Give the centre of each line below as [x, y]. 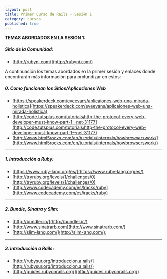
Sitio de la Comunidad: [29, 49]
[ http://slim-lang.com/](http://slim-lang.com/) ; [59, 232]
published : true [22, 24]
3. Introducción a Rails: [30, 248]
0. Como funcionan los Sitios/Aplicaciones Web [56, 88]
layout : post [19, 10]
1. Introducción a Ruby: [29, 159]
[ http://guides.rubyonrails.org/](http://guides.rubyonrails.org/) [76, 272]
